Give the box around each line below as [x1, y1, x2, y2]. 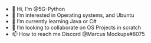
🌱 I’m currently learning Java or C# [11, 18, 97, 24]
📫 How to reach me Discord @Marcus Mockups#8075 [11, 31, 145, 37]
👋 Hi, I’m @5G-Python [11, 6, 65, 12]
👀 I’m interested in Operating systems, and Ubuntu [11, 12, 134, 19]
